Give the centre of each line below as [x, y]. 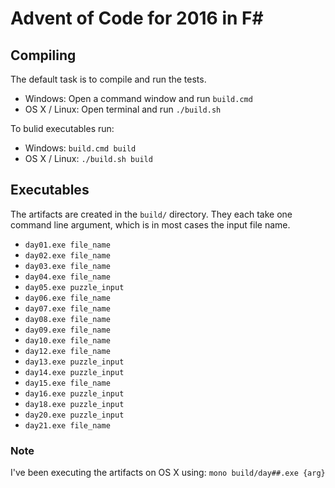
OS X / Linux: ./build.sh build [88, 158]
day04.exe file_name [67, 277]
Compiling [43, 55]
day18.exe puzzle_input [74, 404]
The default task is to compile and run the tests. [108, 79]
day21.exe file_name [67, 425]
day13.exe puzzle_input [74, 362]
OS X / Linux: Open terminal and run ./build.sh [123, 109]
